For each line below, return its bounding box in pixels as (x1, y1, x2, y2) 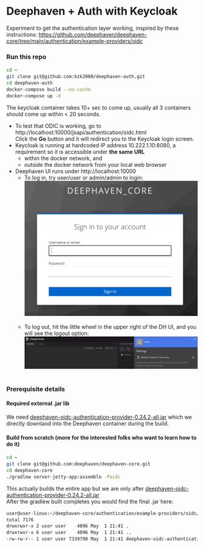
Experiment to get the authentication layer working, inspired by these (6, 24, 179, 32)
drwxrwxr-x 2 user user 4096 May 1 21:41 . (6, 523, 129, 529)
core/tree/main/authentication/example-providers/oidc (6, 37, 143, 44)
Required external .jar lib (6, 400, 70, 407)
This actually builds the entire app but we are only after (6, 485, 144, 492)
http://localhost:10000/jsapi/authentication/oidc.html (15, 128, 147, 136)
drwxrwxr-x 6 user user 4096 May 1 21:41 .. (6, 530, 132, 536)
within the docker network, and (24, 154, 103, 162)
